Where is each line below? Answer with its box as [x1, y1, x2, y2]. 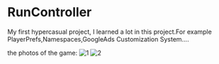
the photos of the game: [7, 49, 78, 57]
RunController [7, 4, 92, 20]
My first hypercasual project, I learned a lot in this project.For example [7, 27, 213, 36]
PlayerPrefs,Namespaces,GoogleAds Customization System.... [7, 34, 189, 43]
